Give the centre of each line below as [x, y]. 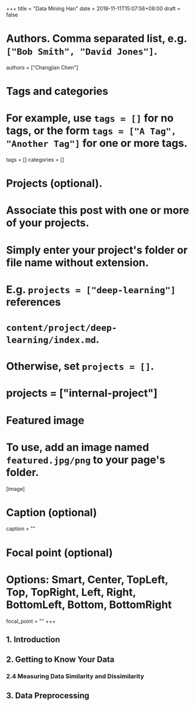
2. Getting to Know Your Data [60, 660]
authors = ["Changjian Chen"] [42, 67]
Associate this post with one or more [98, 210]
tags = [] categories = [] [35, 160]
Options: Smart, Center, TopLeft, [87, 579]
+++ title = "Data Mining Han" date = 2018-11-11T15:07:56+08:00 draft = [93, 9]
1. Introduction [33, 639]
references [34, 302]
